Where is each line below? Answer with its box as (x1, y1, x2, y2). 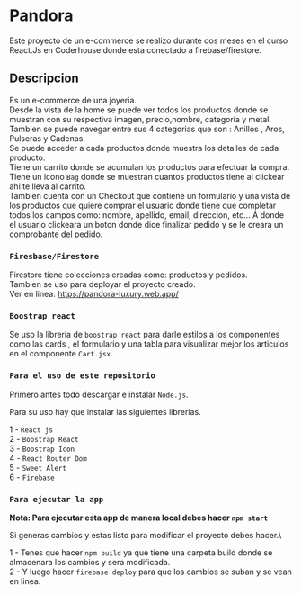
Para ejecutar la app (9, 494, 104, 504)
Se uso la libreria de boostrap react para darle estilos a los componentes (9, 329, 280, 340)
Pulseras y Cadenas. (9, 132, 85, 144)
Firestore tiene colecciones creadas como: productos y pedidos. (9, 269, 249, 280)
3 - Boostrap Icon (9, 443, 75, 454)
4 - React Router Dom (9, 452, 87, 463)
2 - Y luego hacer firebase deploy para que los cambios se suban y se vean (9, 566, 292, 577)
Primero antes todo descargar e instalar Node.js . (9, 389, 189, 400)
